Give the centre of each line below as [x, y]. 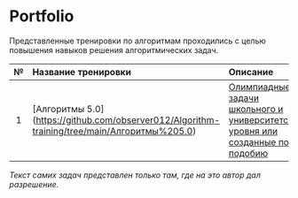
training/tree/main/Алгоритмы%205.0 [113, 131]
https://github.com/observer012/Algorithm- [127, 119]
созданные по [259, 141]
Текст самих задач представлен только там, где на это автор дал [135, 175]
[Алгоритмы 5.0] [68, 109]
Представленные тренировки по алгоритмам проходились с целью [137, 41]
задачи [244, 97]
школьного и [256, 109]
